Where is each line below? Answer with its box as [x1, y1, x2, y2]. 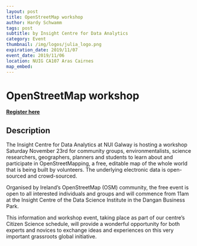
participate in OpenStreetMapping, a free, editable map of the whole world [6, 160, 188, 167]
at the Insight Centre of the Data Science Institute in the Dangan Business [6, 196, 185, 204]
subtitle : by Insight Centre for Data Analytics [6, 31, 128, 37]
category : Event [6, 36, 46, 42]
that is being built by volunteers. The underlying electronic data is [6, 166, 166, 173]
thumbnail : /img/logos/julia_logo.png [6, 42, 102, 48]
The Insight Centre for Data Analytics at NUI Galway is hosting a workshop [6, 141, 188, 148]
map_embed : [6, 63, 33, 70]
